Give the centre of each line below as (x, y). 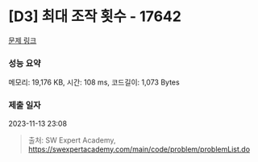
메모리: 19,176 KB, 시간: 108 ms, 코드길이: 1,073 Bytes (94, 82)
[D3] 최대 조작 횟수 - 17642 (95, 17)
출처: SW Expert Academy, (72, 140)
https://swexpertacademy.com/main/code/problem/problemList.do (139, 149)
